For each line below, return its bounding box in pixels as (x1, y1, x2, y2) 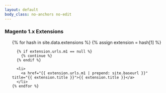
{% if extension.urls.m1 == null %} (16, 49, 92, 54)
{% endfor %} (11, 84, 39, 89)
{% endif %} (16, 57, 41, 62)
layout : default (4, 7, 38, 12)
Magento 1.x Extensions (4, 28, 64, 35)
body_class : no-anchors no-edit (4, 12, 72, 17)
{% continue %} (21, 53, 53, 58)
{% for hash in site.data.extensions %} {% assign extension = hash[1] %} (11, 39, 162, 45)
